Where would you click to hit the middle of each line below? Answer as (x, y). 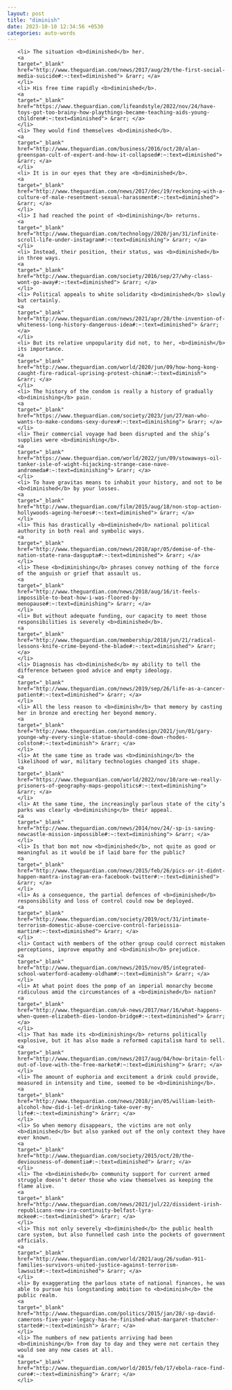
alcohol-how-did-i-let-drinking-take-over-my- (86, 1107)
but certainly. (39, 301)
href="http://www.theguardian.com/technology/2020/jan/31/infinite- (118, 234)
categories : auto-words (42, 33)
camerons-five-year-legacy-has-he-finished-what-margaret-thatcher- (118, 1320)
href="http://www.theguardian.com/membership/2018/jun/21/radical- (116, 641)
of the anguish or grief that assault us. (79, 574)
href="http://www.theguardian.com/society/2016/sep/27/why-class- (115, 277)
